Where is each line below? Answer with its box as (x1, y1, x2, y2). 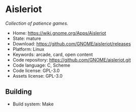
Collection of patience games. (5, 20, 69, 26)
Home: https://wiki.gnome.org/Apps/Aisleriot (12, 30, 107, 36)
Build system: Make (12, 101, 54, 107)
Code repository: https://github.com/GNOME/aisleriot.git (12, 57, 131, 63)
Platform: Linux (12, 46, 45, 52)
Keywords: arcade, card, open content (12, 51, 93, 58)
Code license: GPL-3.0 (12, 67, 60, 74)
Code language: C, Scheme (12, 62, 71, 68)
